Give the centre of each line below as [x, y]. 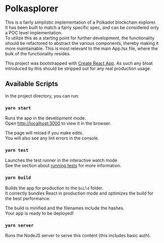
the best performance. [28, 198]
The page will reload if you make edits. [44, 133]
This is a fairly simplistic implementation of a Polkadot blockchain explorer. [81, 22]
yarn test [17, 150]
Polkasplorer [32, 9]
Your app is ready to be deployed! [39, 213]
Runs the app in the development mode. [46, 118]
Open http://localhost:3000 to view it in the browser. [58, 123]
